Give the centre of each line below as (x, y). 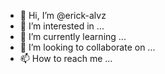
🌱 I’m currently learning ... (73, 36)
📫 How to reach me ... (66, 58)
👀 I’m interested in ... (62, 26)
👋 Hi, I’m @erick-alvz (63, 15)
